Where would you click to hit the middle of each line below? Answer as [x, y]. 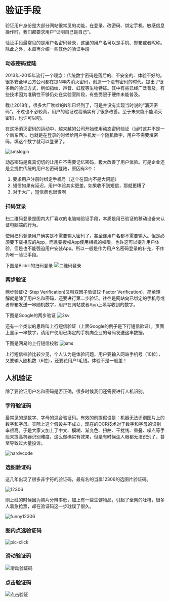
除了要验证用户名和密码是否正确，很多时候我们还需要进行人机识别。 [76, 391]
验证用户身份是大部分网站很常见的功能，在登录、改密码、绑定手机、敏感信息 [85, 25]
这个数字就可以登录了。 [43, 141]
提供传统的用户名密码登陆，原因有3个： [55, 169]
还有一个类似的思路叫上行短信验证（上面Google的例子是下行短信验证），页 [83, 326]
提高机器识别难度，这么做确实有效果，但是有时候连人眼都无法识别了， [87, 436]
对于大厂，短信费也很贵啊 [39, 192]
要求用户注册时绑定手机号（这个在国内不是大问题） [66, 179]
